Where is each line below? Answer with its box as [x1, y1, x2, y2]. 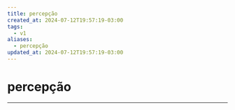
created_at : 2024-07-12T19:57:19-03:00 [7, 17, 124, 24]
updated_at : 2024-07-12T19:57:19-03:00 [7, 49, 124, 56]
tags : [7, 23, 23, 30]
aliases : [7, 36, 33, 43]
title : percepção [7, 10, 58, 17]
